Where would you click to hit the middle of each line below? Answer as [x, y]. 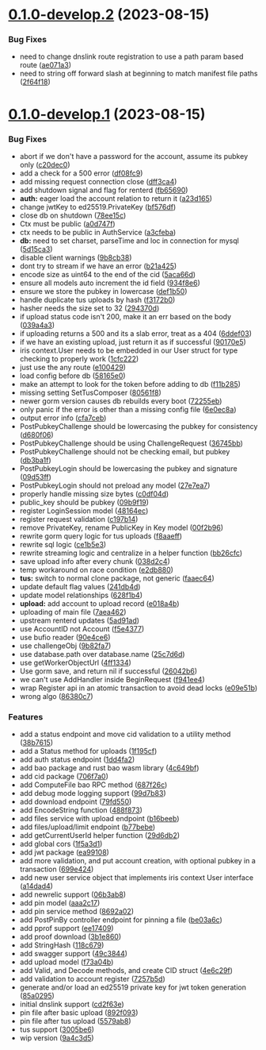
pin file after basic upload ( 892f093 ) [79, 1013]
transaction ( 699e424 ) [57, 869]
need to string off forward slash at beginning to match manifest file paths [139, 74]
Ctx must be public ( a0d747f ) [68, 223]
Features [26, 716]
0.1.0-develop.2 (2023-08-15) [109, 15]
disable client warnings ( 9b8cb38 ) [76, 257]
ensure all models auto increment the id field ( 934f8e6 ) [110, 283]
